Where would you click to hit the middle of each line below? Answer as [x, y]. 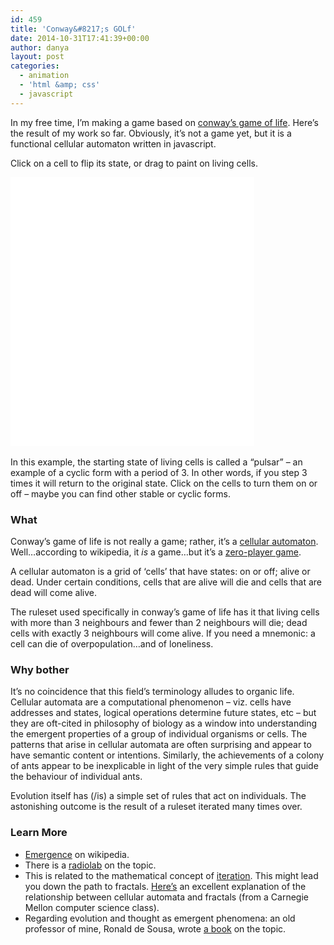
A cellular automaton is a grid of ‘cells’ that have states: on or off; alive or [160, 571]
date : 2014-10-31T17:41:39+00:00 [80, 38]
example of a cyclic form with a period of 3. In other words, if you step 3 [159, 472]
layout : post [37, 57]
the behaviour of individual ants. [76, 777]
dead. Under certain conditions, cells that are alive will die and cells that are [166, 582]
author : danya [40, 47]
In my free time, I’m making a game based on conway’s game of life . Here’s [164, 122]
